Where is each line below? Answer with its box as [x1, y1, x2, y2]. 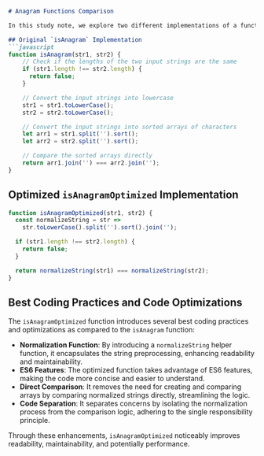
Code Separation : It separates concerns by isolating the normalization [19, 399, 247, 409]
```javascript [8, 43, 55, 51]
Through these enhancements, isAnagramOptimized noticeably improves [8, 431, 240, 440]
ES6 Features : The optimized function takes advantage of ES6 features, [19, 365, 253, 375]
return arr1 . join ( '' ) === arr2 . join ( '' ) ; [22, 159, 159, 167]
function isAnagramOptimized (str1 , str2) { [8, 209, 153, 217]
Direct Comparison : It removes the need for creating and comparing [19, 382, 242, 391]
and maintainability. [19, 357, 83, 366]
